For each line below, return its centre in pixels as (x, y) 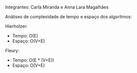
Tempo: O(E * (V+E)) (33, 60)
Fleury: (12, 51)
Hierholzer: (17, 26)
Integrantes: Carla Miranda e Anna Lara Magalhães (57, 7)
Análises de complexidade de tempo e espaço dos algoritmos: (68, 17)
